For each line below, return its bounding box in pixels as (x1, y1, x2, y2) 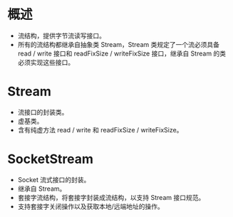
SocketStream (7, 151, 94, 167)
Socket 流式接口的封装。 (17, 175, 90, 184)
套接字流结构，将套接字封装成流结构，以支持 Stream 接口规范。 (17, 193, 205, 201)
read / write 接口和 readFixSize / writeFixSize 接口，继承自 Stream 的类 (17, 49, 227, 58)
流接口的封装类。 (17, 107, 68, 116)
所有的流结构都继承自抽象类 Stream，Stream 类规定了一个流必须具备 (17, 40, 219, 48)
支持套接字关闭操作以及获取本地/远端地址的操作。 (17, 202, 164, 211)
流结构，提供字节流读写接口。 (17, 31, 105, 40)
